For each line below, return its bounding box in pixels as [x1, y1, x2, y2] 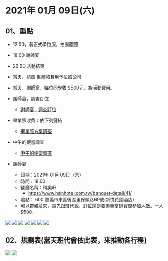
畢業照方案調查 [20, 128, 52, 134]
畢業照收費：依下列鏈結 [12, 117, 62, 123]
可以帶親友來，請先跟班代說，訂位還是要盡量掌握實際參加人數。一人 [20, 203, 164, 209]
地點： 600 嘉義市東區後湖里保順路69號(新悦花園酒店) [20, 197, 134, 202]
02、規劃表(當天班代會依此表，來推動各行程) [5, 236, 147, 245]
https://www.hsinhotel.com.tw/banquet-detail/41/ [28, 190, 132, 196]
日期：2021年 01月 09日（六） [20, 172, 84, 178]
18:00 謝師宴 [12, 52, 39, 58]
